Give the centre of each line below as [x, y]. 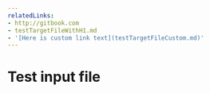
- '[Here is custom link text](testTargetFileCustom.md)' [106, 38]
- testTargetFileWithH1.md [52, 30]
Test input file [54, 77]
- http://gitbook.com [44, 23]
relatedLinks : [31, 15]
